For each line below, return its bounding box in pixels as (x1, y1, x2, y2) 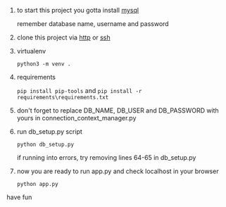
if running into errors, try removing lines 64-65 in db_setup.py (16, 153, 196, 161)
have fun (6, 193, 32, 201)
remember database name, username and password (16, 20, 170, 27)
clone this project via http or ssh (16, 33, 111, 42)
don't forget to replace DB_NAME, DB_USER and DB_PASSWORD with (16, 106, 219, 115)
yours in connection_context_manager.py (16, 114, 137, 122)
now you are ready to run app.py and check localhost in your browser (16, 167, 219, 175)
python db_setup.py (16, 141, 75, 148)
